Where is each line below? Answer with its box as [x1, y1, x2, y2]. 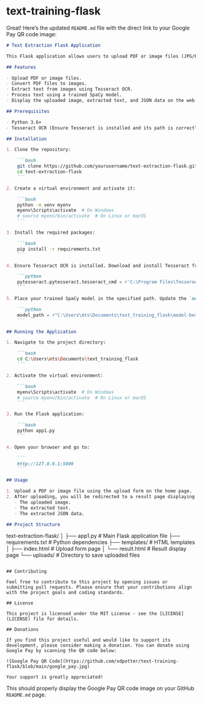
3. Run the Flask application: [6, 411, 85, 417]
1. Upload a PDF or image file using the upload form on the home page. [6, 488, 192, 494]
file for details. [32, 616, 79, 622]
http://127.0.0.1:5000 [17, 461, 74, 467]
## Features [6, 64, 36, 70]
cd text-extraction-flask [17, 169, 82, 175]
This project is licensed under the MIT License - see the [6, 611, 158, 617]
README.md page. [6, 691, 46, 699]
